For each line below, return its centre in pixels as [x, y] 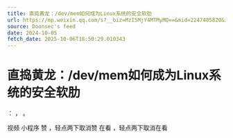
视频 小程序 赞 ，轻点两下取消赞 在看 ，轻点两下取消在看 [87, 128]
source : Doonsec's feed [42, 26]
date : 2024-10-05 [32, 33]
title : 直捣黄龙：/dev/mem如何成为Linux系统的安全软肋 [80, 13]
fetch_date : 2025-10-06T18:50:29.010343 [67, 39]
